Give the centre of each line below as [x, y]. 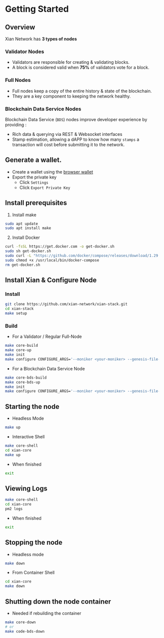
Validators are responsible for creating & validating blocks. [71, 62]
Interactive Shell [28, 436]
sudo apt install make [28, 228]
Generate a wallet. [33, 160]
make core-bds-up [23, 382]
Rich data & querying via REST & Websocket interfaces [67, 134]
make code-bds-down [25, 631]
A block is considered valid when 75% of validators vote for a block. [81, 68]
